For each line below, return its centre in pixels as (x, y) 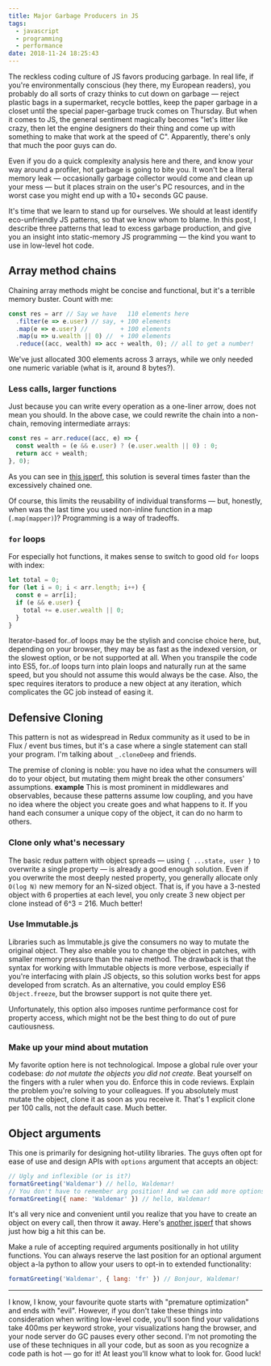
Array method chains (63, 271)
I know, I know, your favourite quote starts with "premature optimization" (129, 1302)
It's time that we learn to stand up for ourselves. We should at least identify (133, 211)
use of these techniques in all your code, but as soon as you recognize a (129, 1345)
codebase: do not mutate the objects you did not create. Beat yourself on (130, 1074)
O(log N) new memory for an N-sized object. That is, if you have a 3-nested (134, 886)
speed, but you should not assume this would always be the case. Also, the (133, 675)
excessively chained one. (50, 485)
